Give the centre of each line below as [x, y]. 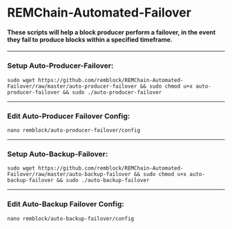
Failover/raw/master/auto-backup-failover [69, 175]
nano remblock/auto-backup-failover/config [71, 219]
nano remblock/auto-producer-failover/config [74, 130]
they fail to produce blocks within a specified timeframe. [90, 39]
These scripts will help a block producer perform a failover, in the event [112, 32]
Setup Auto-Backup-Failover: [58, 154]
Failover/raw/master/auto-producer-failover [72, 86]
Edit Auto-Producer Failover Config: [69, 116]
